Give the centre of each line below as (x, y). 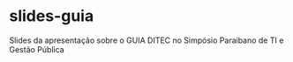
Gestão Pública (37, 49)
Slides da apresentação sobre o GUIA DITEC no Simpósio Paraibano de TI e (146, 40)
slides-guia (52, 16)
